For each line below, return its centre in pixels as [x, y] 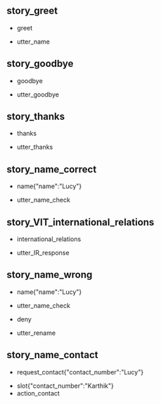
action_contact [38, 393]
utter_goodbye [38, 94]
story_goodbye [40, 64]
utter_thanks [35, 147]
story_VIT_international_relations [80, 222]
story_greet [32, 11]
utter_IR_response [43, 253]
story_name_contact [52, 355]
